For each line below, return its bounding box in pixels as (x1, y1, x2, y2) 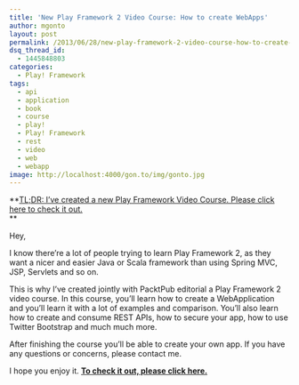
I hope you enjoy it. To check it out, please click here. (9, 365, 207, 376)
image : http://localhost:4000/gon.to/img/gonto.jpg (9, 170, 205, 179)
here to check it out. (9, 204, 83, 214)
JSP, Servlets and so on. (9, 267, 100, 277)
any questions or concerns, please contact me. (9, 349, 182, 359)
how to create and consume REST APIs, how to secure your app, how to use (9, 312, 289, 323)
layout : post (9, 29, 58, 38)
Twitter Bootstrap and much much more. (9, 322, 158, 333)
